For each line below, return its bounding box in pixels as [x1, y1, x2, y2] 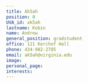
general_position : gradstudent [6, 36, 83, 41]
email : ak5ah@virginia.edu [6, 52, 72, 58]
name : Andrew [6, 30, 38, 36]
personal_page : [6, 63, 43, 69]
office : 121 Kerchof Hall [6, 41, 69, 47]
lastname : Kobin [6, 25, 46, 31]
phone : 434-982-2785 [6, 47, 57, 53]
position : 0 [6, 14, 35, 20]
